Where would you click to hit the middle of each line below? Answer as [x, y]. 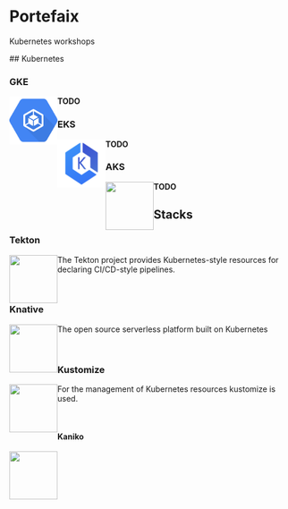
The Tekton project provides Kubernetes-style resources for [168, 259]
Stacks [174, 215]
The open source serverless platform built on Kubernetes [163, 329]
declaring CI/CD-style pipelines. [117, 269]
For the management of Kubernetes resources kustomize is [166, 389]
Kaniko [71, 437]
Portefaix [44, 17]
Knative [27, 310]
